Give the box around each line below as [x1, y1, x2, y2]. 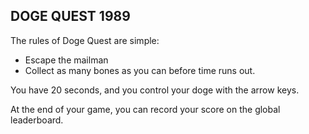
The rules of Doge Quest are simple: [10, 34, 160, 46]
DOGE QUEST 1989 [10, 8, 131, 25]
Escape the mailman [24, 54, 109, 66]
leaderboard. [10, 114, 64, 126]
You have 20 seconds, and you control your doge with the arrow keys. [10, 84, 300, 96]
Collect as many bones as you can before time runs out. [24, 64, 256, 76]
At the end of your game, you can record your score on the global [10, 103, 281, 115]
